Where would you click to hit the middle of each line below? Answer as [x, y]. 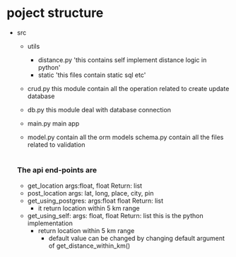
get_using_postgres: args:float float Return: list [95, 201]
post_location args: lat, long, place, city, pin [90, 193]
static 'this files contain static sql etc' [92, 75]
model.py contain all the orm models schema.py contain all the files [125, 137]
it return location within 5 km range [89, 208]
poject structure [55, 13]
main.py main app [53, 123]
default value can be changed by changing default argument [137, 238]
